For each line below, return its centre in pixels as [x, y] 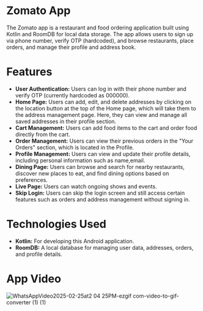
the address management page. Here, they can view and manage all [101, 114]
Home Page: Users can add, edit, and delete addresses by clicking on [103, 102]
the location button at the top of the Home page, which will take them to [106, 108]
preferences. [31, 180]
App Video [34, 279]
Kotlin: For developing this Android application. [75, 241]
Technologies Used [57, 224]
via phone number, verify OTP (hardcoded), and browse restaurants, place [100, 40]
